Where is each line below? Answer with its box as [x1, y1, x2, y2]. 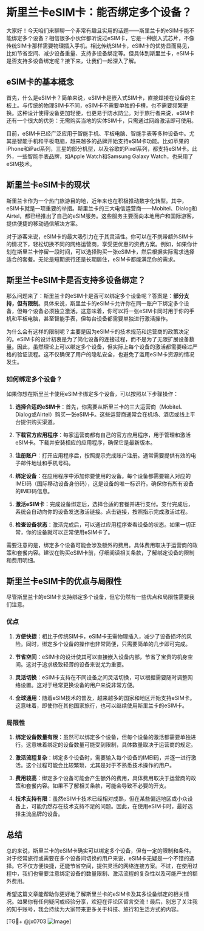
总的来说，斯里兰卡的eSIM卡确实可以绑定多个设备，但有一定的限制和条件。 [6, 846, 195, 854]
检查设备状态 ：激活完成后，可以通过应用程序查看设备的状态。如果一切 [15, 521, 191, 528]
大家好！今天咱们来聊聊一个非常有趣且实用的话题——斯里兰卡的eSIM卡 [6, 27, 184, 34]
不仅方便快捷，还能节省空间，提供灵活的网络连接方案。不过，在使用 [22, 862, 192, 870]
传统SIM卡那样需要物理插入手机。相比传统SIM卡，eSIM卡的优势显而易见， [6, 42, 193, 49]
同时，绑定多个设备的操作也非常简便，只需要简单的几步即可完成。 [25, 640, 191, 648]
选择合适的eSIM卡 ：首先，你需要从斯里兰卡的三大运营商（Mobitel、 [15, 403, 186, 410]
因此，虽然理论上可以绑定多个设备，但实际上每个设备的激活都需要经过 [16, 343, 192, 350]
